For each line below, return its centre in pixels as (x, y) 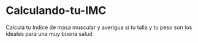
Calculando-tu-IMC (56, 11)
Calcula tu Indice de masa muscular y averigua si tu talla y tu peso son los (99, 27)
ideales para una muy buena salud (49, 33)
